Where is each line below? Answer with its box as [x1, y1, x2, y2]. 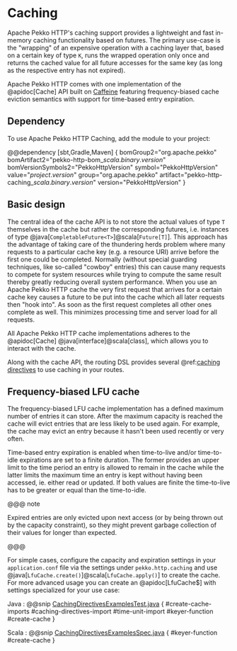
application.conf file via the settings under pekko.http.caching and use [7, 563, 218, 572]
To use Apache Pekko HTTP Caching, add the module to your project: [7, 134, 211, 142]
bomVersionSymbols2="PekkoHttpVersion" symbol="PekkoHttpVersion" [7, 163, 219, 171]
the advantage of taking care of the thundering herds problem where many [7, 239, 226, 249]
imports [7, 607, 30, 616]
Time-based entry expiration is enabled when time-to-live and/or [7, 448, 197, 457]
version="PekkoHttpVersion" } [98, 178, 186, 186]
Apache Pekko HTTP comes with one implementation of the [7, 79, 182, 88]
